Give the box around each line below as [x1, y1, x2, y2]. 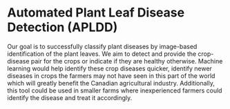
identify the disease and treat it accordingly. [7, 93, 133, 101]
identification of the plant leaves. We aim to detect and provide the [7, 50, 197, 58]
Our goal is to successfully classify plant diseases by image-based [7, 42, 198, 50]
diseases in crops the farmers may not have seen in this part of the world [7, 71, 215, 80]
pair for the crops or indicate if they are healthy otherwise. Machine [30, 57, 223, 65]
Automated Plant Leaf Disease [7, 5, 185, 21]
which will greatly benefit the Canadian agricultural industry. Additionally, [7, 79, 215, 87]
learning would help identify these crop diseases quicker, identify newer [7, 64, 213, 72]
